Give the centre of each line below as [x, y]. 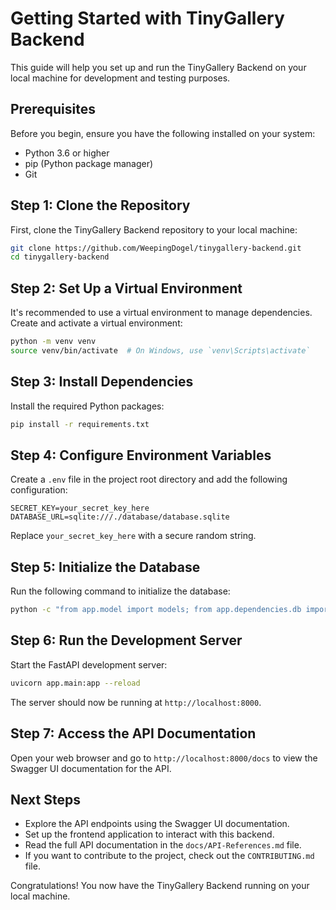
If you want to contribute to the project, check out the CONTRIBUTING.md [169, 856]
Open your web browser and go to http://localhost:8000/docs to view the [164, 758]
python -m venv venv [53, 342]
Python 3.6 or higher [67, 153]
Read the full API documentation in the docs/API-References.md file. [163, 845]
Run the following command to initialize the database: [120, 591]
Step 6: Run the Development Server [126, 640]
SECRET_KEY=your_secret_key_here [80, 508]
